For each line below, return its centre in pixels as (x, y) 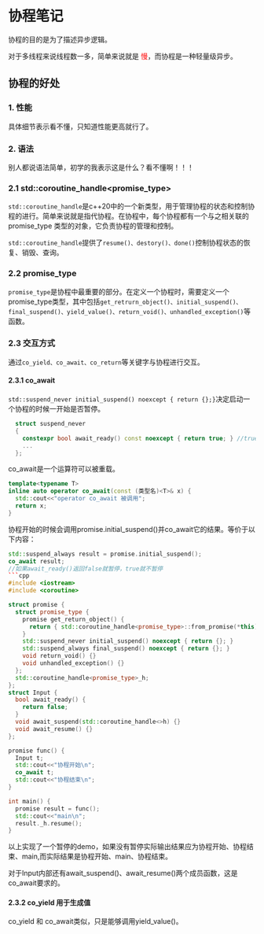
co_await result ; (37, 561)
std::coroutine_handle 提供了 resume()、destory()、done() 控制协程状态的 (126, 243)
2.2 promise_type (42, 274)
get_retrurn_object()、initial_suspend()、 (171, 302)
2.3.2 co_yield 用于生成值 (49, 903)
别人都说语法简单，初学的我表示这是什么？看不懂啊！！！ (101, 167)
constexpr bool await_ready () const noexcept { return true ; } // (133, 438)
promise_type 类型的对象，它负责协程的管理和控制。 (93, 226)
